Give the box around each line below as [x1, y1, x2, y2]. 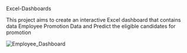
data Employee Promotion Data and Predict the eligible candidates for [6, 23, 176, 29]
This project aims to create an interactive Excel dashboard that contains [6, 16, 181, 23]
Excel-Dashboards [6, 5, 51, 12]
